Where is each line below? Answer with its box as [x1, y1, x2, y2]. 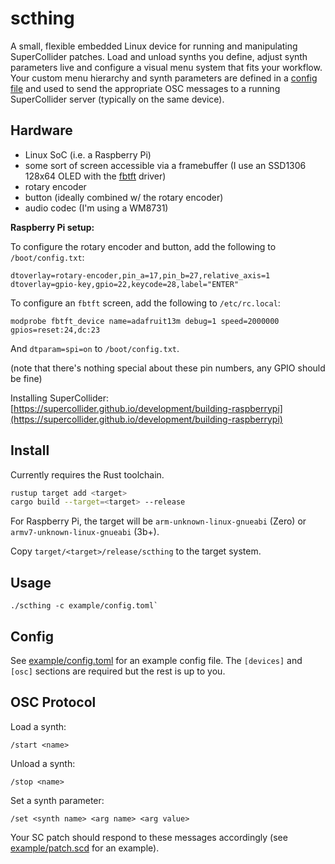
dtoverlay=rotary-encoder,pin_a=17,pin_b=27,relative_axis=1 [10, 270, 271, 281]
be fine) [10, 372, 43, 384]
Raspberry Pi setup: [10, 221, 95, 233]
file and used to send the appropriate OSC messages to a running [10, 82, 281, 94]
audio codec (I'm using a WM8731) [24, 202, 169, 214]
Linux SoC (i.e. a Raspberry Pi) [24, 148, 152, 161]
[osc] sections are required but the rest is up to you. [10, 665, 226, 677]
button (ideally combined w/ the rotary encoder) [24, 191, 224, 203]
